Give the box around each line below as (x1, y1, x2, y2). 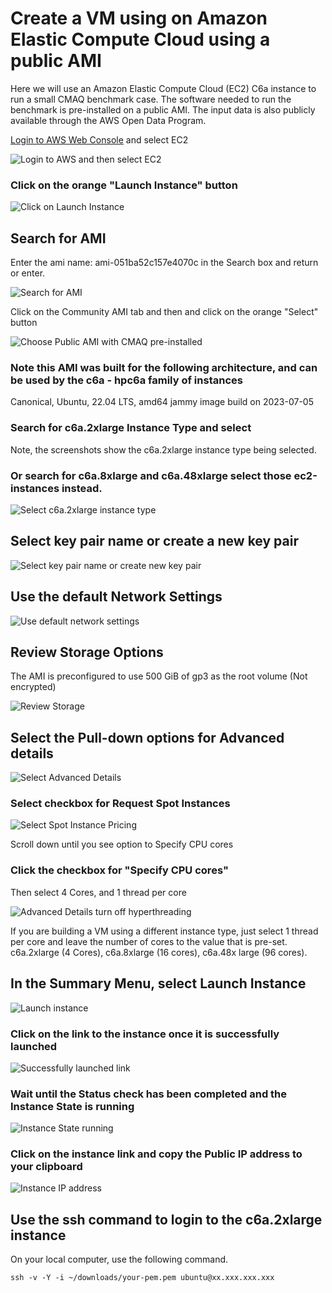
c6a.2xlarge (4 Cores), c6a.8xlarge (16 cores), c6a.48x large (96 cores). (10, 946, 308, 958)
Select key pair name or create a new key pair (10, 533, 299, 550)
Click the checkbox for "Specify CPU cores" (10, 863, 229, 877)
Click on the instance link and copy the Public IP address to (10, 1147, 303, 1161)
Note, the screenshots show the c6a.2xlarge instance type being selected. (10, 443, 317, 456)
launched (10, 1039, 58, 1053)
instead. (61, 481, 103, 495)
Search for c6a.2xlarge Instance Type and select (10, 421, 252, 435)
